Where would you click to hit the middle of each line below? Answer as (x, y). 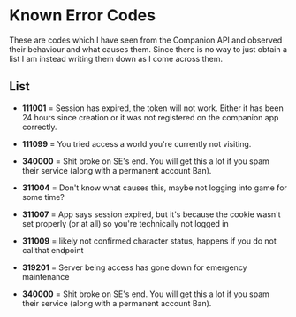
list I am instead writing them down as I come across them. (116, 58)
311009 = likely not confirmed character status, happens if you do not (149, 241)
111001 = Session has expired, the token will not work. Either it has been (153, 108)
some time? (43, 197)
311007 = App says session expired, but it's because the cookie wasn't (151, 214)
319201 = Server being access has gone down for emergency (134, 267)
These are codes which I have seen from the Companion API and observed (146, 40)
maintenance (46, 276)
